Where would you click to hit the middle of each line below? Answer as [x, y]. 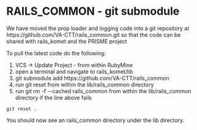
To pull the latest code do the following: [56, 53]
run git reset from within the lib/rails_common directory [84, 85]
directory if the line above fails [53, 97]
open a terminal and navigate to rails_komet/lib [74, 71]
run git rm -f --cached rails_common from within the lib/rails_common [103, 91]
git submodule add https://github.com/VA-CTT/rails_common [92, 78]
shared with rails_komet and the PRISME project [67, 41]
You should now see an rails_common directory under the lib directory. [95, 120]
